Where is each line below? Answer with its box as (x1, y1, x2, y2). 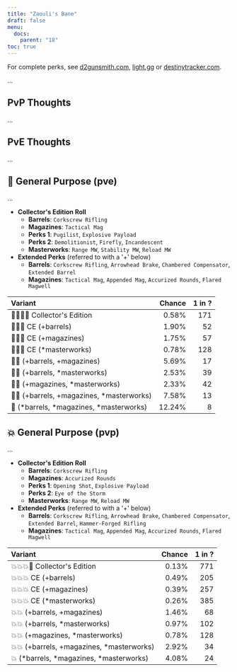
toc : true (7, 43, 37, 50)
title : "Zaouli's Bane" (7, 10, 78, 18)
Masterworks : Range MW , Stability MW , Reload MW (28, 245, 171, 254)
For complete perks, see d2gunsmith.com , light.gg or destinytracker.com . (7, 63, 221, 71)
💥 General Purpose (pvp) (7, 426, 120, 439)
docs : (13, 30, 30, 37)
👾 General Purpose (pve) (7, 175, 118, 187)
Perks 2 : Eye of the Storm (28, 489, 106, 497)
